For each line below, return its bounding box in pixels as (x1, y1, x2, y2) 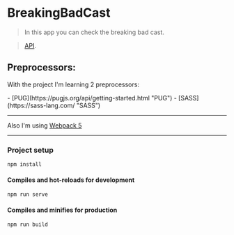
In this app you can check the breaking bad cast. (24, 28, 165, 36)
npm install (7, 161, 42, 168)
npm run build (7, 221, 49, 228)
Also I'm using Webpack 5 (7, 121, 82, 130)
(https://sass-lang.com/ (7, 101, 75, 109)
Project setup (7, 145, 54, 155)
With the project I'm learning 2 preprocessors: (7, 80, 139, 89)
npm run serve (7, 191, 49, 198)
